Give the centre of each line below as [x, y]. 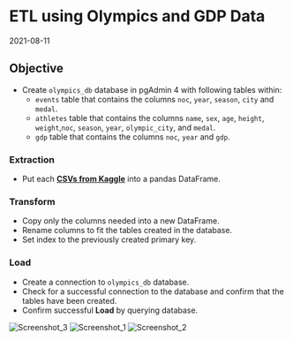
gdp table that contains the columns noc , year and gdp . [133, 136]
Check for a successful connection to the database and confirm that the [153, 291]
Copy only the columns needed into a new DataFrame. [120, 221]
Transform [32, 201]
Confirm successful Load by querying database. [110, 310]
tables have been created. [69, 300]
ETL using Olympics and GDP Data [137, 16]
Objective [37, 68]
